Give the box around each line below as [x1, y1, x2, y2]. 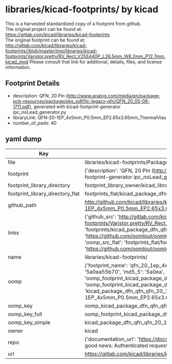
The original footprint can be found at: [5, 37, 85, 43]
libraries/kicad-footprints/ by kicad [5, 4, 159, 15]
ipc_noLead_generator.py [12, 109, 67, 115]
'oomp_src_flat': [84, 238, 123, 246]
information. [5, 64, 31, 70]
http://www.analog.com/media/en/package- [67, 92, 161, 98]
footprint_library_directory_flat [8, 190, 80, 197]
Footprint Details [5, 79, 60, 88]
